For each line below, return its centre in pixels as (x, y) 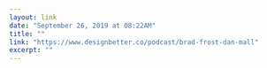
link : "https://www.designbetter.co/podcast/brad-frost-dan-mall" (134, 42)
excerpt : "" (31, 50)
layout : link (33, 17)
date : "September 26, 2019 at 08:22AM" (83, 26)
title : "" (27, 34)
